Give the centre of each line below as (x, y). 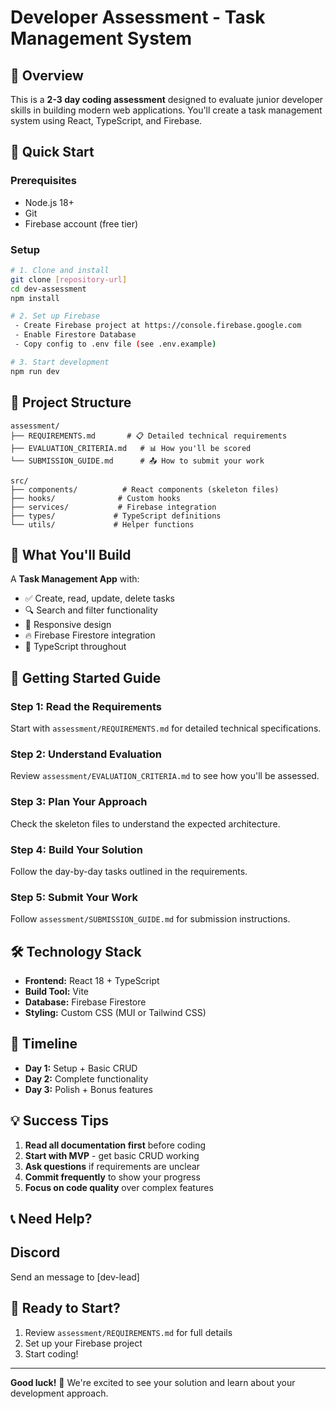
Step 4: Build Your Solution (76, 849)
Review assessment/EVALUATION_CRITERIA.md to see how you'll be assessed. (165, 776)
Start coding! (51, 1353)
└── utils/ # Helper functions (102, 524)
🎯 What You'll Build (71, 554)
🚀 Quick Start (52, 152)
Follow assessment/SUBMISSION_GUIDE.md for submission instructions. (150, 919)
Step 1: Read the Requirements (86, 706)
